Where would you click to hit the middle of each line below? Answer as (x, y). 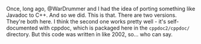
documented (22, 28)
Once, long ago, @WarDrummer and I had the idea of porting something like (101, 9)
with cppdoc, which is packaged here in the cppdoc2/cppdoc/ (114, 28)
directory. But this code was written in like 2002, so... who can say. (90, 34)
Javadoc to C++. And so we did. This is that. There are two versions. (91, 15)
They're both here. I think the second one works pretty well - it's (86, 21)
